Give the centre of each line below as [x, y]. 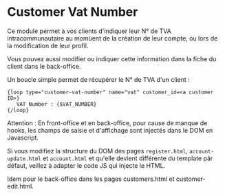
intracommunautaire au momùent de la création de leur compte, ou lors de [112, 38]
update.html [24, 159]
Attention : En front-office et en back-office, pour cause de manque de [107, 123]
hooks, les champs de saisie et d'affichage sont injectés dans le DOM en [110, 130]
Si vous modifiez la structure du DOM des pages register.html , [97, 151]
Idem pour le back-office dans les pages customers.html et [91, 179]
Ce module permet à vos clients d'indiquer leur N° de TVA [89, 31]
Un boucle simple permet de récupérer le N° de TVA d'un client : [99, 79]
